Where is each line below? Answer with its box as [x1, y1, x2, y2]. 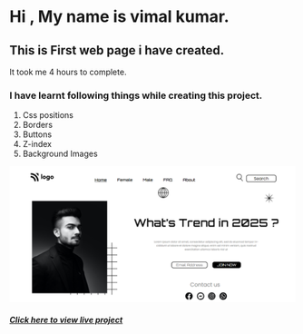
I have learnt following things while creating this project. [9, 89, 263, 102]
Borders [22, 120, 53, 131]
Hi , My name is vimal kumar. [9, 6, 230, 27]
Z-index [22, 139, 53, 150]
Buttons [22, 129, 53, 140]
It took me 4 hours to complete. [9, 66, 127, 77]
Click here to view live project [9, 315, 123, 326]
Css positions [22, 110, 74, 121]
